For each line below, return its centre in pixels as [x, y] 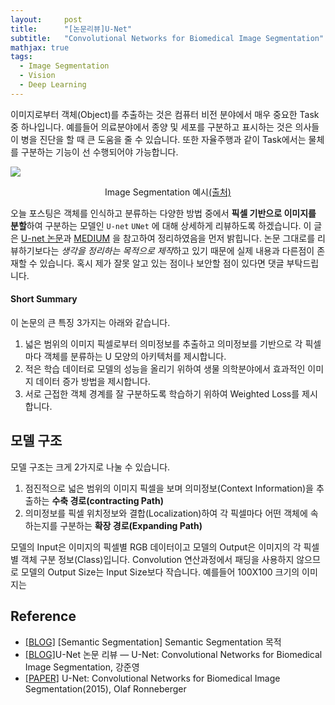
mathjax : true [40, 47]
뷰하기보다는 [35, 250]
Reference [43, 616]
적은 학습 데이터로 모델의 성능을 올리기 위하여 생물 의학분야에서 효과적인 [165, 368]
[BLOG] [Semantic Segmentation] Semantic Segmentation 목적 [153, 642]
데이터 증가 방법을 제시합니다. [93, 381]
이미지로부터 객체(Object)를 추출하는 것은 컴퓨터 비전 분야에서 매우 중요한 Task [165, 114]
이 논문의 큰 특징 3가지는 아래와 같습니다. [90, 322]
